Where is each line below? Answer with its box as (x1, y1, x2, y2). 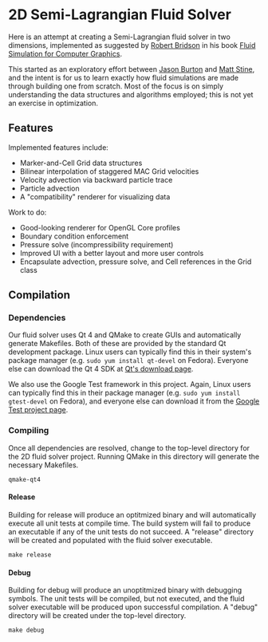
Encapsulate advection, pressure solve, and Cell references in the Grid (19, 257, 252, 266)
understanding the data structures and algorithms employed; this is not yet (8, 89, 254, 99)
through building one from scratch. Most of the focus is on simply (8, 81, 224, 91)
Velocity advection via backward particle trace (19, 175, 173, 184)
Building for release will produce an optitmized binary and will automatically (8, 510, 257, 519)
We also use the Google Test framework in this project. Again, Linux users (8, 380, 251, 389)
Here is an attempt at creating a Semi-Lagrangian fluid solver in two (8, 32, 231, 41)
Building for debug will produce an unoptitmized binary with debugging (8, 585, 242, 595)
